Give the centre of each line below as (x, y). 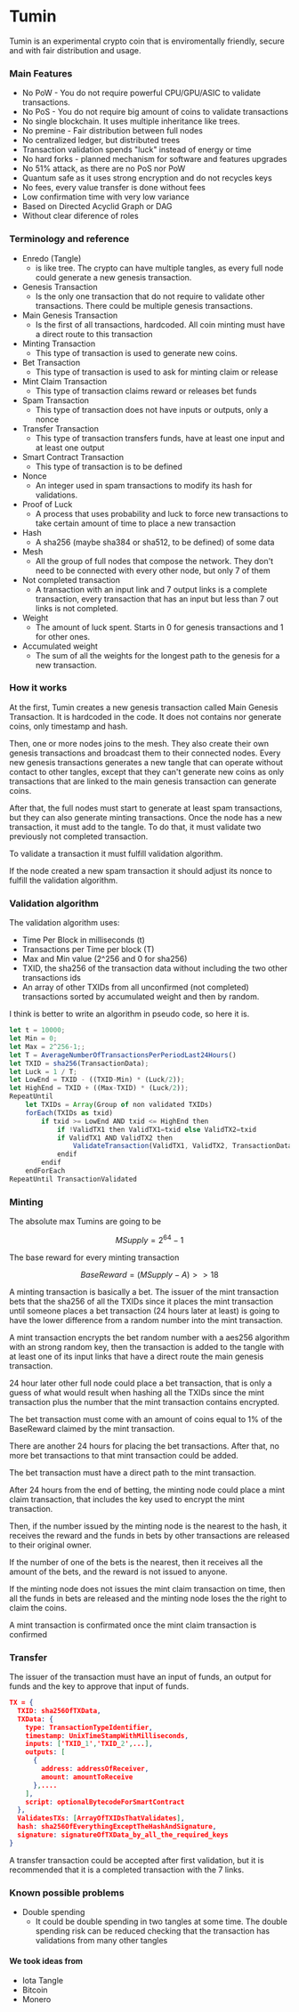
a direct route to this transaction (94, 334)
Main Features (41, 73)
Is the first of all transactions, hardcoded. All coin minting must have (160, 324)
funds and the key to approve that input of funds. (99, 1686)
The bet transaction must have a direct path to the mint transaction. (133, 1472)
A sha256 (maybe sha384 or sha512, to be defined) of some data (155, 542)
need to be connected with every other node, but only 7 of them (153, 570)
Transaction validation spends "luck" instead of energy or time (137, 149)
